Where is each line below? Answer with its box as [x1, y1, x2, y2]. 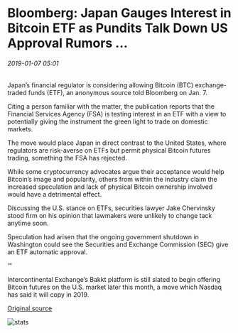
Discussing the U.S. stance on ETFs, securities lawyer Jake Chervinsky [7, 204, 215, 212]
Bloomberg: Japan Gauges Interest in [7, 5, 232, 21]
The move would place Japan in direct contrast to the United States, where [7, 138, 227, 147]
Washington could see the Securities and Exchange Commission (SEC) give [7, 240, 229, 249]
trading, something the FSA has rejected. [7, 154, 127, 163]
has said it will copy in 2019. [7, 290, 90, 299]
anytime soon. [7, 219, 49, 228]
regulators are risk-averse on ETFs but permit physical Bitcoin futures [7, 146, 211, 155]
